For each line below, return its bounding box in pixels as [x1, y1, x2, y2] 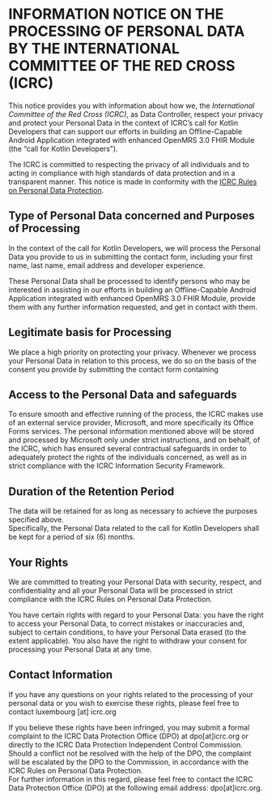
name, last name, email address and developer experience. [8, 261, 206, 270]
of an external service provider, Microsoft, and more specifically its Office [8, 418, 254, 428]
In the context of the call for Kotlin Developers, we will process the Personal [8, 243, 261, 252]
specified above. [8, 515, 65, 524]
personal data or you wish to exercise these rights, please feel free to [8, 698, 240, 708]
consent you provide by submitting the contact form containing [8, 364, 219, 374]
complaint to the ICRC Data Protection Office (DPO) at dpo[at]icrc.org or [8, 731, 249, 741]
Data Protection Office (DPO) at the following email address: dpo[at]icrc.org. [8, 782, 263, 792]
